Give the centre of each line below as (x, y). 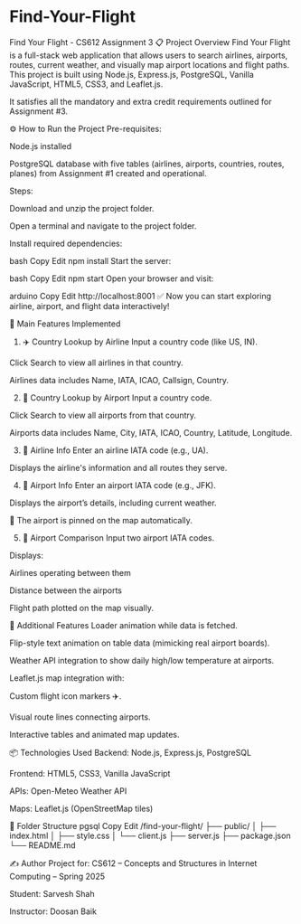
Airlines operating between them (70, 572)
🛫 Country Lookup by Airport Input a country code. (117, 397)
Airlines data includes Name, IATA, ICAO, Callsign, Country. (119, 380)
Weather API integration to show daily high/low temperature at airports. (142, 660)
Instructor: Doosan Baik (53, 911)
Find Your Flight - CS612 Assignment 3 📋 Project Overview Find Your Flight (150, 42)
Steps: (21, 191)
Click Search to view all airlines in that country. (96, 363)
